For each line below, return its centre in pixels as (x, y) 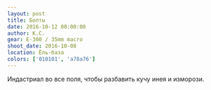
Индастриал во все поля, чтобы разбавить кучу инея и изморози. (106, 79)
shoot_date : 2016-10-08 (42, 46)
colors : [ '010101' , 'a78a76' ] (52, 59)
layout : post (26, 14)
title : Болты (26, 20)
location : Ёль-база (36, 53)
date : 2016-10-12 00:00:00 (47, 27)
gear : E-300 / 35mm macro (45, 40)
